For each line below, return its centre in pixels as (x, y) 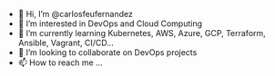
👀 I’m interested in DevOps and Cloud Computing (110, 24)
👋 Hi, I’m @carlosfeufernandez (76, 14)
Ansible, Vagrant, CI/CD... (66, 43)
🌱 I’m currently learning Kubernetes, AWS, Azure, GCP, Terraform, (142, 33)
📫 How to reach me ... (60, 62)
